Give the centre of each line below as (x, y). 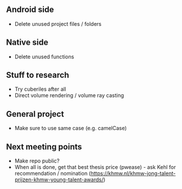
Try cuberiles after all (40, 89)
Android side (30, 10)
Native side (27, 43)
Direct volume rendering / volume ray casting (69, 95)
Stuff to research (38, 75)
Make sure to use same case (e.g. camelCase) (71, 128)
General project (35, 114)
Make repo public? (37, 161)
